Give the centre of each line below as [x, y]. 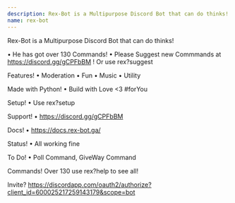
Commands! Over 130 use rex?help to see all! [73, 171]
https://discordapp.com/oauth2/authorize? [90, 185]
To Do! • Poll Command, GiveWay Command [72, 157]
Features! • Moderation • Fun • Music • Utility [74, 75]
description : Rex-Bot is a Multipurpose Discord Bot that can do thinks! [118, 14]
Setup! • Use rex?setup [41, 102]
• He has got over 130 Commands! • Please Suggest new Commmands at [114, 54]
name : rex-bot [28, 20]
